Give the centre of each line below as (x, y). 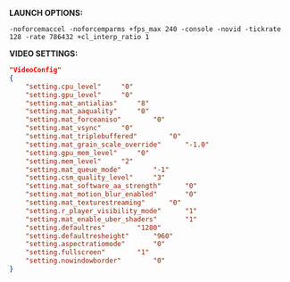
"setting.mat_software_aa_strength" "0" (112, 187)
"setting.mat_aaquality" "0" (87, 112)
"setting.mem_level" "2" (79, 161)
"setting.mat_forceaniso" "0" (95, 120)
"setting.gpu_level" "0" (79, 95)
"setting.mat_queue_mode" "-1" (97, 170)
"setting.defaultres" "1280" (94, 228)
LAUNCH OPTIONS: (46, 13)
